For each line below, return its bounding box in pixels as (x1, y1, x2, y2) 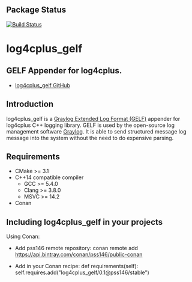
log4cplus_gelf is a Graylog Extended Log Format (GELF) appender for (6, 115, 181, 122)
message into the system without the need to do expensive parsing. (6, 134, 174, 141)
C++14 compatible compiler (14, 174, 84, 181)
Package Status (6, 5, 67, 15)
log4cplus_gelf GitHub (14, 81, 71, 89)
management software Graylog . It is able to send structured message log (6, 127, 187, 135)
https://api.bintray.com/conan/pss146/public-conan (14, 251, 143, 258)
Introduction (6, 99, 54, 109)
